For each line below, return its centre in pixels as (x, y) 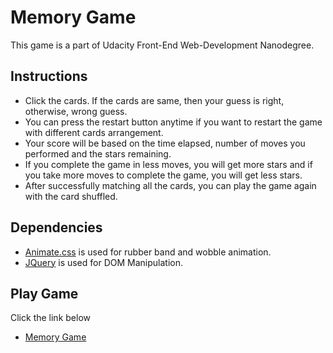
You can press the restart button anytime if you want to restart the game (173, 122)
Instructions (49, 76)
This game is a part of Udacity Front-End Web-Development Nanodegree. (162, 45)
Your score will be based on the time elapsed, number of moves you (165, 143)
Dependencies (56, 227)
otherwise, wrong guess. (76, 111)
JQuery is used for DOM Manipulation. (104, 262)
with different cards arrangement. (94, 132)
